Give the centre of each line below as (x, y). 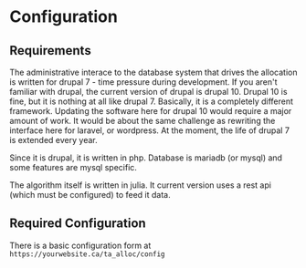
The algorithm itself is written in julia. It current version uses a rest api (141, 185)
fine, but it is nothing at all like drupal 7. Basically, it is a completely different (152, 101)
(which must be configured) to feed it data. (90, 195)
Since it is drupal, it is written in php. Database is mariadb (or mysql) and (146, 158)
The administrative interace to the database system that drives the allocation (153, 72)
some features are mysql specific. (73, 167)
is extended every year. (53, 140)
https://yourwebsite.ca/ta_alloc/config (88, 254)
